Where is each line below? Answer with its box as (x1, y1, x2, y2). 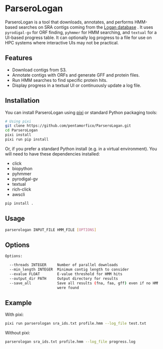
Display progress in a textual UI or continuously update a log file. (12, 82, 142, 88)
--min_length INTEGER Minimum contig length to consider (9, 267, 130, 272)
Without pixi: (5, 330, 31, 336)
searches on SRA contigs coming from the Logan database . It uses (18, 24, 154, 30)
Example (5, 298, 32, 307)
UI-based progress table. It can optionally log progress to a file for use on (5, 35, 152, 40)
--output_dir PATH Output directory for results (9, 276, 118, 281)
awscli (12, 191, 25, 197)
